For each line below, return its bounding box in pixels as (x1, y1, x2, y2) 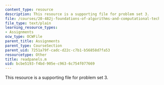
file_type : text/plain (5, 20, 51, 26)
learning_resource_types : (5, 25, 58, 30)
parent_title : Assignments (5, 39, 60, 44)
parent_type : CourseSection (5, 43, 62, 48)
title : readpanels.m (5, 57, 47, 62)
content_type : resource (5, 7, 54, 12)
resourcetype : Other (5, 52, 47, 57)
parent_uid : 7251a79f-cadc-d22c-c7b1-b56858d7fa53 (5, 48, 110, 52)
